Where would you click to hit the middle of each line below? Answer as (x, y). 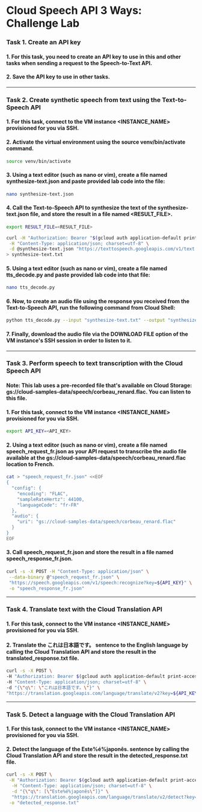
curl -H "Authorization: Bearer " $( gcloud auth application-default (94, 238)
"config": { (27, 488)
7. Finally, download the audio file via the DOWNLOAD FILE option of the (97, 334)
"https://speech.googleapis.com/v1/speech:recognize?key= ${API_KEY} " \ (100, 583)
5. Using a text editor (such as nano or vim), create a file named (87, 268)
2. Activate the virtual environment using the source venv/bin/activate (96, 142)
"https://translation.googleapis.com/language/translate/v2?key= (90, 693)
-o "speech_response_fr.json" (47, 588)
